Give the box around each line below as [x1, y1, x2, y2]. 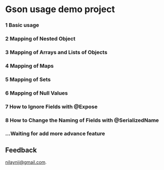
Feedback [5, 146, 37, 154]
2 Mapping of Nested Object [5, 35, 75, 42]
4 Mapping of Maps [5, 62, 54, 69]
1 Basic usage [5, 22, 39, 29]
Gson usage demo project [5, 4, 115, 15]
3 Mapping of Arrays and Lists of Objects [5, 49, 108, 56]
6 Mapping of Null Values [5, 90, 68, 97]
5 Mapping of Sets [5, 76, 51, 83]
